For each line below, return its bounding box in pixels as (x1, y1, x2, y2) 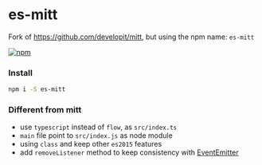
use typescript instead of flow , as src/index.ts (19, 122, 178, 132)
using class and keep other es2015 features (19, 139, 162, 149)
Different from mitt (8, 104, 82, 116)
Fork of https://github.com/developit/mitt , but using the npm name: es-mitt (8, 32, 255, 41)
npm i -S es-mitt (8, 85, 66, 93)
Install (8, 67, 33, 78)
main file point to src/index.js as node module (19, 131, 173, 140)
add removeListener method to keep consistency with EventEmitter (19, 147, 239, 157)
